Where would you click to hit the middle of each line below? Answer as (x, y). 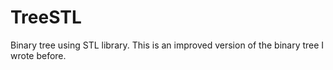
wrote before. (38, 55)
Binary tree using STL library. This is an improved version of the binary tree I (167, 45)
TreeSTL (46, 17)
